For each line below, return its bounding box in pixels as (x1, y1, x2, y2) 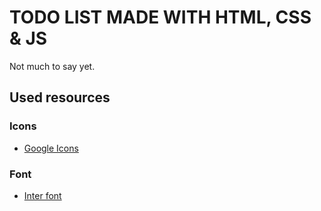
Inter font (23, 189, 62, 201)
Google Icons (23, 142, 79, 154)
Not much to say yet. (9, 60, 96, 72)
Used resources (9, 89, 111, 106)
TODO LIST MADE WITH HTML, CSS (9, 6, 312, 29)
